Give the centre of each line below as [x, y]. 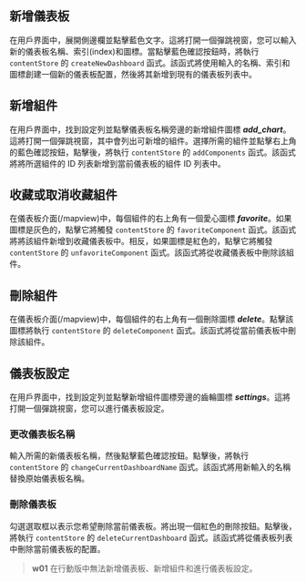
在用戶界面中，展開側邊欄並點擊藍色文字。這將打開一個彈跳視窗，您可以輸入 [153, 40]
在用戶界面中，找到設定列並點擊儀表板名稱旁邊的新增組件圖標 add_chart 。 [150, 129]
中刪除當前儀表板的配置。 [57, 548]
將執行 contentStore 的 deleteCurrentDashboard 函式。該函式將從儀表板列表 [151, 537]
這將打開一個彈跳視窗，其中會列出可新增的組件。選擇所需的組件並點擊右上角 [153, 140]
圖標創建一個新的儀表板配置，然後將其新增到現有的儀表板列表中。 [133, 74]
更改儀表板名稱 [42, 434]
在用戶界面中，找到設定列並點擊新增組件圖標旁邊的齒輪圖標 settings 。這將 [150, 397]
